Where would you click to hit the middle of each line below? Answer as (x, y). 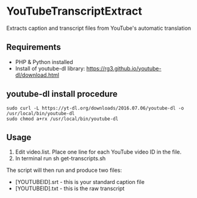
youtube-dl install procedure (62, 94)
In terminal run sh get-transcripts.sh (60, 158)
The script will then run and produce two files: (64, 170)
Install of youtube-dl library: (50, 68)
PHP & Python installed (44, 62)
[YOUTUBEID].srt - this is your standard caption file (80, 182)
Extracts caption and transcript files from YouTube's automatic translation (99, 28)
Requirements (34, 47)
